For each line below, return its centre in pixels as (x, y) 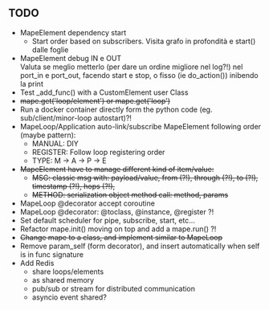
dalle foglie (50, 49)
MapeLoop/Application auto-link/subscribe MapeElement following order (141, 126)
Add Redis (37, 263)
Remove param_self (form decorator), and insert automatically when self (140, 246)
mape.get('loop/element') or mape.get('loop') (95, 100)
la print (32, 84)
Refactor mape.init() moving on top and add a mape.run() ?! (118, 229)
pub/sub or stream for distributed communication (113, 288)
